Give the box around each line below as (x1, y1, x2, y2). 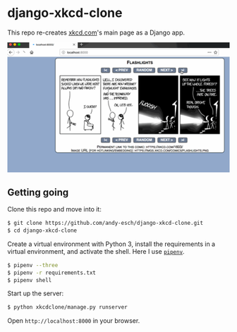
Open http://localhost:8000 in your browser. (7, 316, 140, 325)
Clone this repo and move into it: (7, 205, 102, 214)
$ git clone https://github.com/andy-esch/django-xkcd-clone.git (7, 220, 203, 227)
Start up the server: (7, 289, 64, 297)
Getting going (7, 186, 69, 198)
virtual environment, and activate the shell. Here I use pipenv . (7, 247, 185, 255)
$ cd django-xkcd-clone (7, 227, 78, 234)
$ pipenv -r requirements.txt (7, 269, 97, 276)
